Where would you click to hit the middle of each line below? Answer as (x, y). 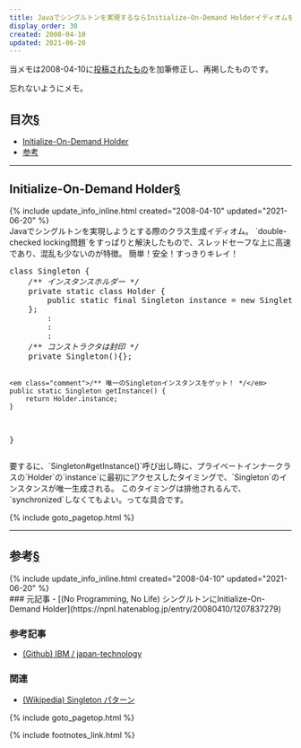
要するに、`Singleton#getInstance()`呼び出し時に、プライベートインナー (142, 465)
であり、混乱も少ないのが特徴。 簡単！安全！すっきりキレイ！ (124, 253)
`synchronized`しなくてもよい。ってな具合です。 (99, 500)
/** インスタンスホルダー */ (84, 282)
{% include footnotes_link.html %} (73, 735)
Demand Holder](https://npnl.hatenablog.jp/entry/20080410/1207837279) (146, 609)
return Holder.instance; (72, 399)
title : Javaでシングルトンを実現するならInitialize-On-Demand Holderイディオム (149, 17)
